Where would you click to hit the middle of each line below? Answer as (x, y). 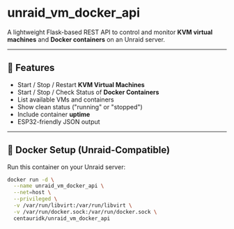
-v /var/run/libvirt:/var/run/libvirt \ (73, 206)
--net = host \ (32, 193)
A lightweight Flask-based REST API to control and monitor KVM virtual (110, 32)
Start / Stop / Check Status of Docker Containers (88, 92)
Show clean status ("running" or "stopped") (80, 106)
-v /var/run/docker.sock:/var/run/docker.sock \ (85, 212)
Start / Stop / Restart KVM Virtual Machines (81, 84)
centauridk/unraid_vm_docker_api (62, 218)
